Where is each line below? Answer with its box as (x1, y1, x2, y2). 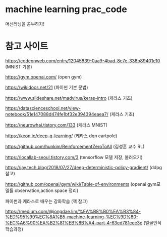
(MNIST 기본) (5, 63, 32, 69)
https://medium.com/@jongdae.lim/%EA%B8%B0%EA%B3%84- (5, 208, 141, 214)
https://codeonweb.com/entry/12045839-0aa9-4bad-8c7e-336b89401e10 (5, 57, 160, 64)
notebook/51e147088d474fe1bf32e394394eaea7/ (5, 111, 108, 117)
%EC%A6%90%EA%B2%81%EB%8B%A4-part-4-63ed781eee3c (5, 219, 143, 226)
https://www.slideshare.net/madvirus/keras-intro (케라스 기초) (5, 95, 133, 101)
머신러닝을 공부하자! (5, 21, 44, 27)
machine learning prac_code (5, 4, 127, 15)
